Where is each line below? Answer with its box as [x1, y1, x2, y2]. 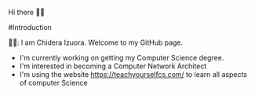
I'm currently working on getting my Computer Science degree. [19, 53, 224, 62]
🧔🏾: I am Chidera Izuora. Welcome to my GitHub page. [8, 38, 184, 47]
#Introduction [8, 23, 53, 31]
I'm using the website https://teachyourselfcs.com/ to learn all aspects [19, 70, 247, 79]
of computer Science [19, 79, 88, 87]
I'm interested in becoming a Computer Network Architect [19, 61, 207, 71]
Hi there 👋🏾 [8, 8, 46, 16]
